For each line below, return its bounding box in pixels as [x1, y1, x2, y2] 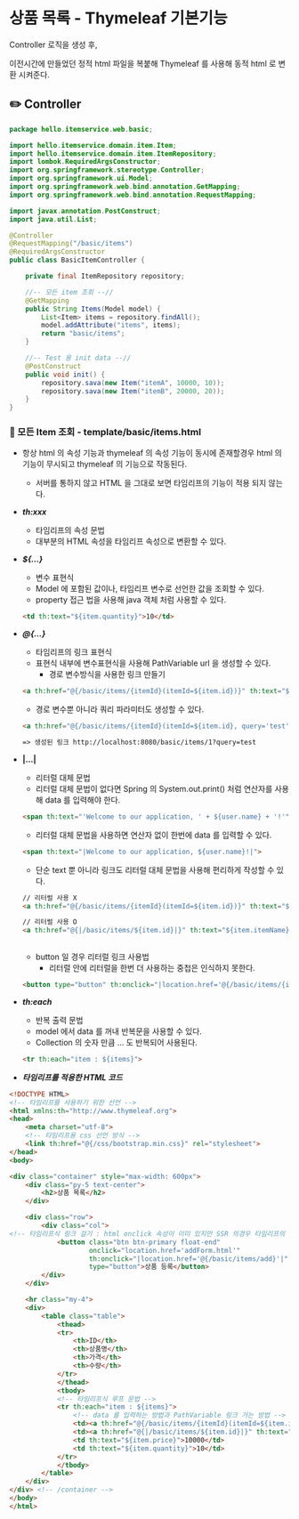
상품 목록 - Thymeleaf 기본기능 [9, 8, 229, 28]
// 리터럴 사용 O [21, 917, 77, 926]
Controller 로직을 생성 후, [9, 39, 98, 50]
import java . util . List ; [9, 214, 98, 223]
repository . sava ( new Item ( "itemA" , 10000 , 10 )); [41, 378, 225, 387]
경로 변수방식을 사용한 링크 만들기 [48, 669, 166, 680]
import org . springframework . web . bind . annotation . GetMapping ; [9, 182, 241, 191]
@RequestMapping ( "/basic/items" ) [9, 239, 133, 248]
